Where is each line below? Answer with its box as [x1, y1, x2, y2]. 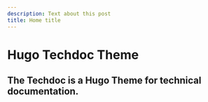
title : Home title [7, 17, 61, 24]
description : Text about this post [7, 10, 111, 17]
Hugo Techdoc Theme [7, 47, 139, 63]
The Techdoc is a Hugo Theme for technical [7, 75, 202, 87]
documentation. [7, 85, 79, 98]
